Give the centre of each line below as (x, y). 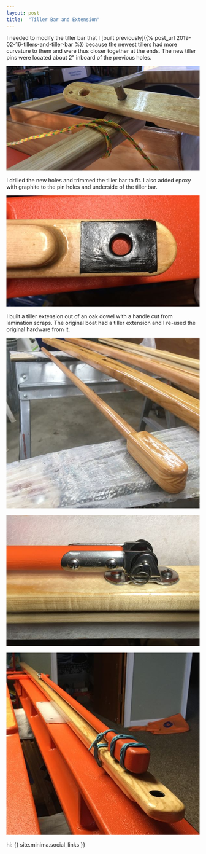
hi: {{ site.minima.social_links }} (46, 845)
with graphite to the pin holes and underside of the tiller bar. (82, 187)
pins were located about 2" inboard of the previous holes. (79, 57)
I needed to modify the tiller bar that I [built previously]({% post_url (91, 37)
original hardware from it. (38, 329)
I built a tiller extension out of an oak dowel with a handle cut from (90, 316)
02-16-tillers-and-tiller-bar (40, 44)
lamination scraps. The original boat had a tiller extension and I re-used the (101, 323)
